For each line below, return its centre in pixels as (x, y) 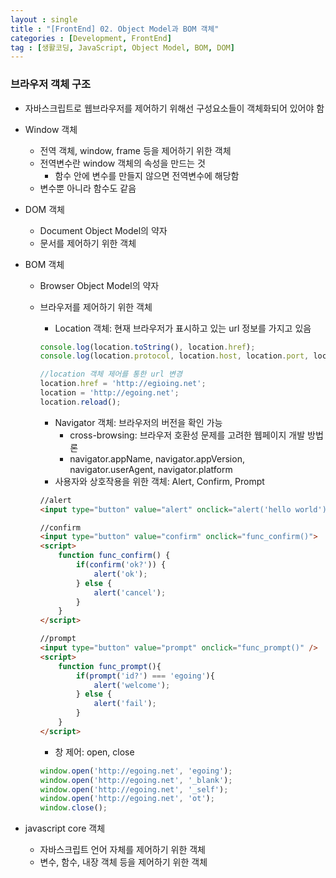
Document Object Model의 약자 (103, 230)
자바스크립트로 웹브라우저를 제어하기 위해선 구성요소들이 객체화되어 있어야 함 (174, 108)
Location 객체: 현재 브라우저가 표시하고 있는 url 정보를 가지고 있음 (183, 328)
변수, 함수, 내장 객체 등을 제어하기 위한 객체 (123, 862)
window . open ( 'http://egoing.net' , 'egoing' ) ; (136, 771)
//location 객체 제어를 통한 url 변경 (111, 374)
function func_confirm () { (114, 556)
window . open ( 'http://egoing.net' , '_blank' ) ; (136, 780)
